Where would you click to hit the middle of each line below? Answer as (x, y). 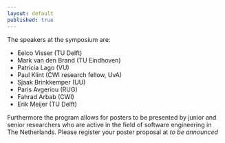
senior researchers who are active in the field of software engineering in (109, 124)
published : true (30, 20)
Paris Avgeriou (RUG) (47, 89)
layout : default (30, 13)
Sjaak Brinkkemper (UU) (51, 82)
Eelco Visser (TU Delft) (50, 53)
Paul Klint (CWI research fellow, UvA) (69, 75)
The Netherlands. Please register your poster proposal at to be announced (113, 132)
